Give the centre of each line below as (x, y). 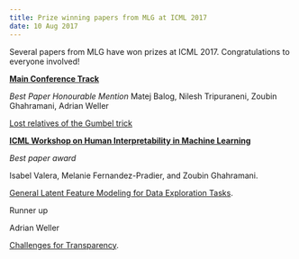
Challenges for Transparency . (64, 245)
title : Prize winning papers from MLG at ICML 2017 (108, 18)
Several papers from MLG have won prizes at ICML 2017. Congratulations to (149, 51)
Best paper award (43, 157)
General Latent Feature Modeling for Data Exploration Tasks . (122, 192)
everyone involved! (45, 61)
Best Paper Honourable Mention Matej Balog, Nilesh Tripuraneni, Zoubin (143, 96)
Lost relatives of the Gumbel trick (71, 123)
